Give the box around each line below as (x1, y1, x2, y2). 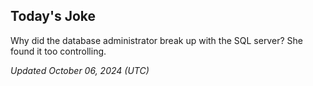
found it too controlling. (10, 45, 107, 57)
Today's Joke (10, 8, 97, 25)
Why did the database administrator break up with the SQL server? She (10, 34, 303, 46)
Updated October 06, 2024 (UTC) (10, 64, 150, 76)
